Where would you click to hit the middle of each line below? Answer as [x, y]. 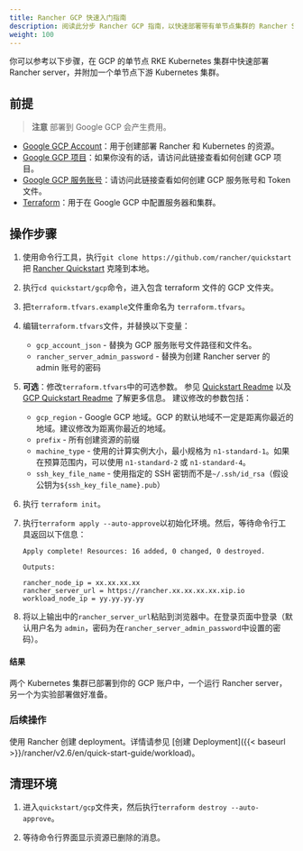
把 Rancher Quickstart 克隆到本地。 [88, 268]
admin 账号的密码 [68, 367]
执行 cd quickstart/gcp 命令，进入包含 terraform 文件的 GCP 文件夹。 [151, 288]
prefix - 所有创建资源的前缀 [87, 439]
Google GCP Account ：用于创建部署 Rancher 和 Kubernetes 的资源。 [151, 146]
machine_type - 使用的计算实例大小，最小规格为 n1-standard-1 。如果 [163, 451]
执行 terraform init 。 [64, 504]
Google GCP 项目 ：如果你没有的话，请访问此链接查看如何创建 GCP [147, 158]
